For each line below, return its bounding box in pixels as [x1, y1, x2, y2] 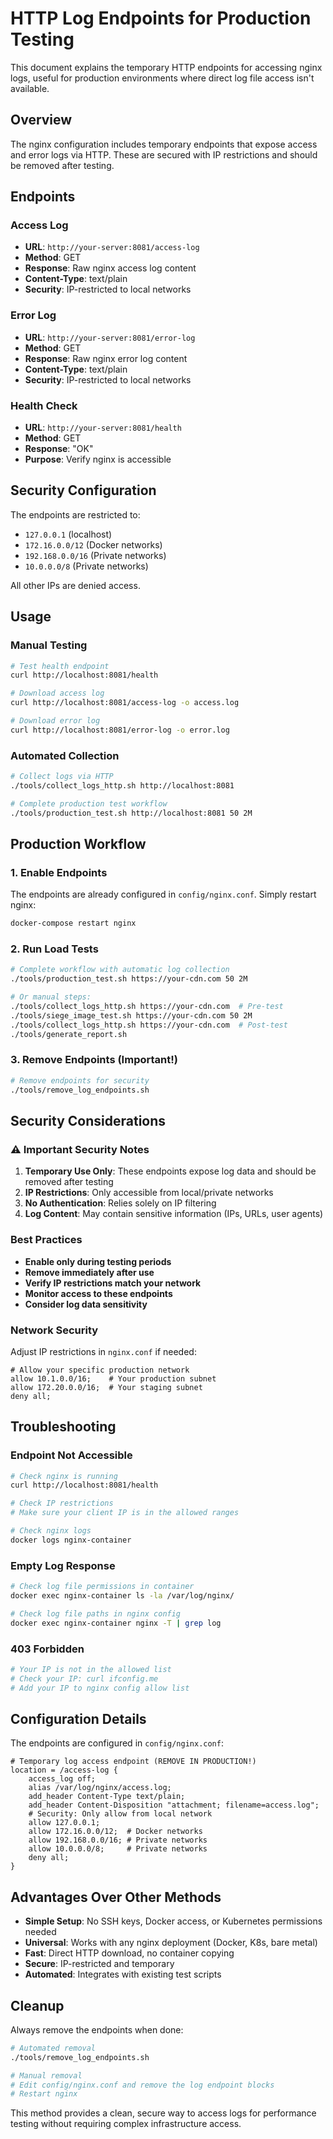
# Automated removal [10, 2043, 97, 2053]
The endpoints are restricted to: [10, 508, 141, 521]
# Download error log [10, 716, 101, 726]
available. [10, 82, 50, 94]
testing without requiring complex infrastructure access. [10, 2118, 242, 2130]
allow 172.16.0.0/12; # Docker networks [28, 1827, 203, 1837]
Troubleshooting [10, 1418, 117, 1436]
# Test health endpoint [10, 661, 110, 671]
